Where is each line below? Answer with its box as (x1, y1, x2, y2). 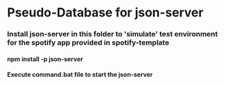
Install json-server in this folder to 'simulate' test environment (7, 29, 218, 39)
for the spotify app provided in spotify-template (7, 38, 169, 47)
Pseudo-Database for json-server (7, 5, 204, 21)
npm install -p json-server (7, 55, 84, 63)
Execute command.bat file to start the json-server (7, 71, 153, 79)
